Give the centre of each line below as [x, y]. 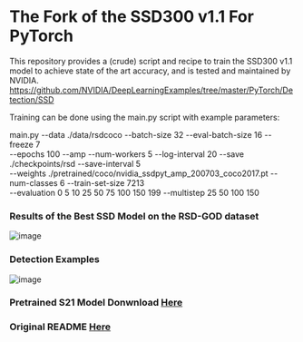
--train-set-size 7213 [106, 182]
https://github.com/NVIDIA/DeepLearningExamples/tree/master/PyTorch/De [151, 90]
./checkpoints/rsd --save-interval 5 [75, 163]
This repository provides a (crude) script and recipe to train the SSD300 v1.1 [151, 61]
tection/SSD [32, 99]
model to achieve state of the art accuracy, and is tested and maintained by [150, 71]
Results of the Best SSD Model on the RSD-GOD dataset [134, 216]
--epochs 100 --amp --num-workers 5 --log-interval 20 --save [127, 154]
